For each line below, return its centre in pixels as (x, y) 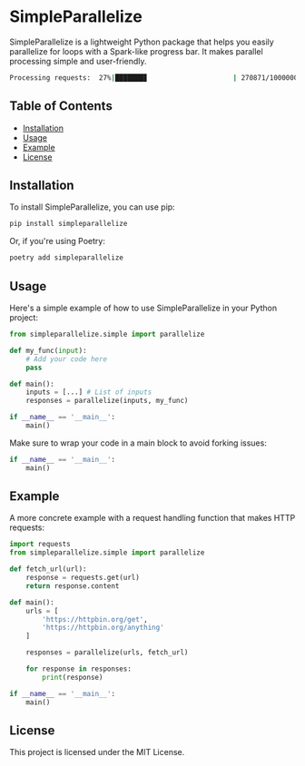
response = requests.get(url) (83, 578)
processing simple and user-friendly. (78, 61)
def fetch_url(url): (49, 569)
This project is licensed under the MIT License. (97, 752)
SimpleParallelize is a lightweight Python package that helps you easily (142, 42)
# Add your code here (66, 359)
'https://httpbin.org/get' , (95, 619)
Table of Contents (61, 106)
